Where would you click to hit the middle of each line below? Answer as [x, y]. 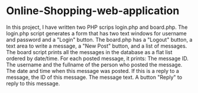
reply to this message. [33, 83]
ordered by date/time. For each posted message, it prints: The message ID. [98, 58]
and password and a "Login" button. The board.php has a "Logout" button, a [99, 39]
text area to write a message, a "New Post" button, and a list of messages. [97, 46]
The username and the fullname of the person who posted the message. [94, 64]
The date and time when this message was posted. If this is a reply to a [92, 71]
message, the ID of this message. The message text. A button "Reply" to [94, 77]
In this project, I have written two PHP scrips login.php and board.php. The [97, 27]
